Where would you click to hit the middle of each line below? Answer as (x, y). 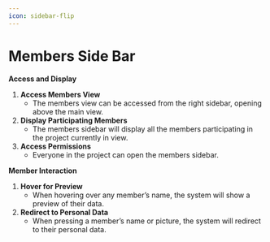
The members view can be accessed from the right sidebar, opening (147, 103)
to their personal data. (70, 229)
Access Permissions (56, 146)
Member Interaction (43, 171)
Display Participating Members (74, 120)
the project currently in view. (80, 137)
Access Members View (60, 94)
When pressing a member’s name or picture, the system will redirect (147, 221)
